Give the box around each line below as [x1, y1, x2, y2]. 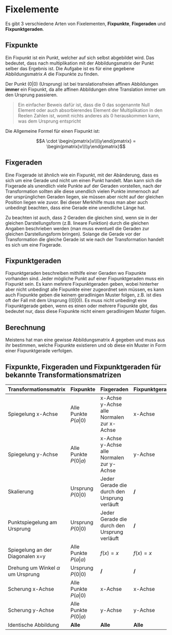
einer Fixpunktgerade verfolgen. [5, 348, 73, 354]
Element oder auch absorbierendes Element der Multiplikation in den [17, 107, 163, 113]
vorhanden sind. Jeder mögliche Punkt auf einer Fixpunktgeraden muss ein [5, 275, 164, 282]
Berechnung [5, 323, 46, 332]
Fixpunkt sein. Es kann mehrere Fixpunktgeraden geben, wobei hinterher [5, 281, 159, 287]
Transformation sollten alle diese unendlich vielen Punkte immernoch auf [5, 188, 159, 194]
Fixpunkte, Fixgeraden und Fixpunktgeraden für [5, 363, 161, 371]
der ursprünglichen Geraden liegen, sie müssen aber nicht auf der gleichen [5, 193, 164, 200]
